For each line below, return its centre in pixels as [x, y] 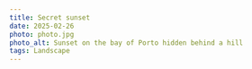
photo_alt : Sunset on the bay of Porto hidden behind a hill [126, 43]
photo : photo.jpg [42, 34]
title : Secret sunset [50, 17]
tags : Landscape [40, 51]
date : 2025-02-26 [42, 26]
